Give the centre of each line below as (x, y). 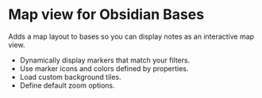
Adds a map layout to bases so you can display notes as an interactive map (131, 36)
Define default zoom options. (67, 85)
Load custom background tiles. (70, 77)
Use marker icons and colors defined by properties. (104, 68)
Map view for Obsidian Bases (106, 15)
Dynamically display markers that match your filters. (105, 60)
